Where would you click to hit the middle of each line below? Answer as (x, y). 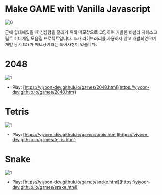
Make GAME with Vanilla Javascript (78, 9)
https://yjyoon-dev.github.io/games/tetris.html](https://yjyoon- (87, 135)
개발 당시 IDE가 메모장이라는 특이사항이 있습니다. (51, 44)
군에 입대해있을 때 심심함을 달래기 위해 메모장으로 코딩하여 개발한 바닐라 (73, 32)
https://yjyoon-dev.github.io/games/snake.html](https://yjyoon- (88, 182)
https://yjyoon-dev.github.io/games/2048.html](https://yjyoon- (87, 87)
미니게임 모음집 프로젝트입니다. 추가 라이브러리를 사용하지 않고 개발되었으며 (85, 38)
